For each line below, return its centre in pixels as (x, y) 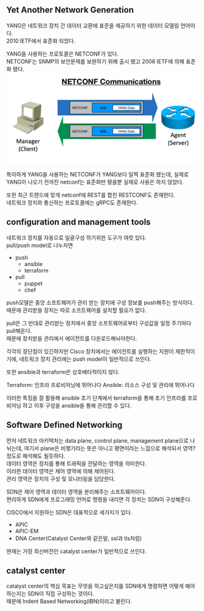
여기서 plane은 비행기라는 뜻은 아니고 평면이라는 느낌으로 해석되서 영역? (110, 448)
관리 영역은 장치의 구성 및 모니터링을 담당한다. (61, 479)
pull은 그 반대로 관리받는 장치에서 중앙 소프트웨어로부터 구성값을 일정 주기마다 (99, 323)
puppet (33, 283)
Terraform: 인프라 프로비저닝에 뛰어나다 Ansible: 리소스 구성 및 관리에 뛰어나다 (100, 385)
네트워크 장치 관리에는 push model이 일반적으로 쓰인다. (85, 359)
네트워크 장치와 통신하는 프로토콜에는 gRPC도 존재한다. (72, 203)
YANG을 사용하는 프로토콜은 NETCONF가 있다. (63, 54)
